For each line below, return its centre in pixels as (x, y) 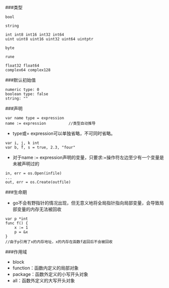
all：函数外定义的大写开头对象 (44, 280)
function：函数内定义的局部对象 (46, 268)
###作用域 (16, 252)
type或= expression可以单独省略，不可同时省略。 (64, 133)
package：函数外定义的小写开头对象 (50, 274)
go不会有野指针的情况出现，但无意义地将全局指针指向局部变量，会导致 (86, 203)
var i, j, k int (22, 143)
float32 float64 (22, 66)
